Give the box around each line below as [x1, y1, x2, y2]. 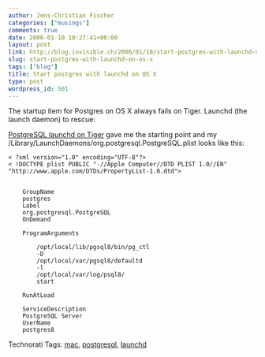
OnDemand [22, 216, 51, 224]
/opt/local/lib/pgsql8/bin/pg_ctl [36, 244, 150, 251]
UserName [22, 319, 51, 327]
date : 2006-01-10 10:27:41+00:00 [8, 33, 118, 42]
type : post [8, 77, 44, 85]
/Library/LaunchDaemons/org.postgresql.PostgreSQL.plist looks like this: [8, 139, 244, 148]
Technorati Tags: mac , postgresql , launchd [8, 340, 147, 349]
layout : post [8, 41, 51, 49]
